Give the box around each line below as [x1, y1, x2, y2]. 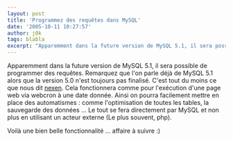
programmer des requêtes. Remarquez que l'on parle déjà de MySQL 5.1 [7, 69, 214, 77]
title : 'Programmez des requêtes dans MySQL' [7, 17, 141, 24]
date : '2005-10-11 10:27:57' [7, 23, 92, 30]
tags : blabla [7, 36, 45, 43]
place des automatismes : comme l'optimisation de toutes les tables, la [7, 99, 209, 106]
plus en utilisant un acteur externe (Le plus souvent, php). [7, 113, 172, 122]
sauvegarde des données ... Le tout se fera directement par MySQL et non [7, 106, 220, 114]
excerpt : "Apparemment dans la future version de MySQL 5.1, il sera [7, 42, 213, 49]
